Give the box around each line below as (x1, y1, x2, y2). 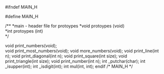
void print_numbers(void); (5, 43, 57, 48)
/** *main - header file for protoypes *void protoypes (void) (5, 23, 125, 29)
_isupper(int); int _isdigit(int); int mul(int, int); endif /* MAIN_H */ (5, 63, 133, 69)
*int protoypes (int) (5, 28, 43, 34)
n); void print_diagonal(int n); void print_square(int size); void (5, 53, 127, 59)
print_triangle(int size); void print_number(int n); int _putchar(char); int (5, 58, 145, 64)
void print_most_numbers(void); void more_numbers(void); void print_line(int (5, 48, 159, 54)
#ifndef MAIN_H (5, 4, 38, 10)
